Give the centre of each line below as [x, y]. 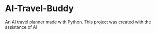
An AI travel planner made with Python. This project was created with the [78, 22]
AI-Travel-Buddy [39, 8]
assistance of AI [21, 27]
